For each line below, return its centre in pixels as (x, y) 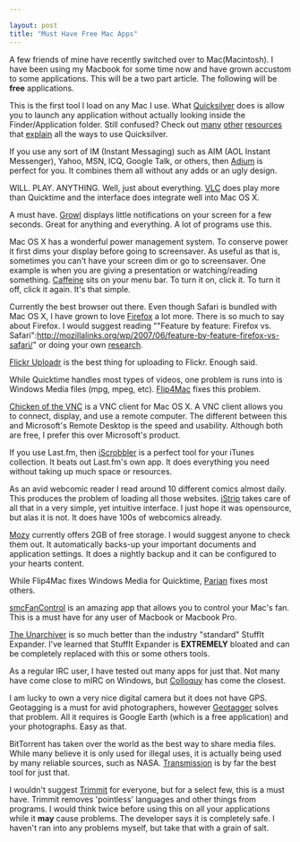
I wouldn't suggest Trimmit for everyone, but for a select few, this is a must (147, 789)
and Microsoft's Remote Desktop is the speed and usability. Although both (146, 425)
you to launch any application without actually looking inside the (128, 115)
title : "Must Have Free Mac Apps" (74, 34)
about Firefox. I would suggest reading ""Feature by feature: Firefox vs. (140, 326)
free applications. (42, 88)
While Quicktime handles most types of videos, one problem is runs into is (146, 379)
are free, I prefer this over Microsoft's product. (95, 435)
